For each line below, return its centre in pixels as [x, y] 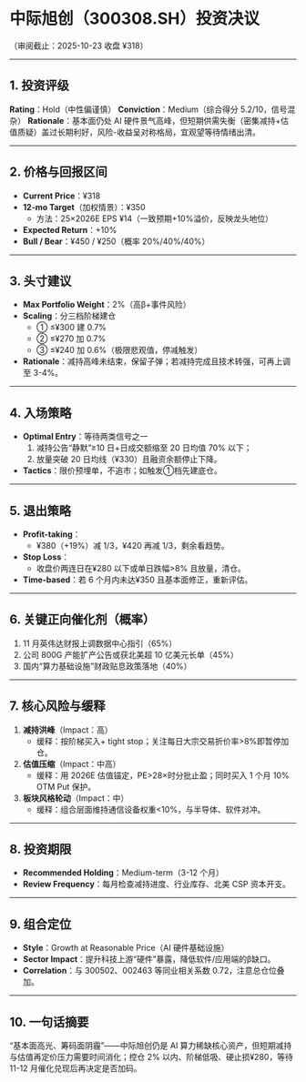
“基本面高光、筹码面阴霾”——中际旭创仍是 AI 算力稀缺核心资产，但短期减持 [151, 1046]
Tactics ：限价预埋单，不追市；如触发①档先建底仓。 [122, 470]
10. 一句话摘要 [49, 1021]
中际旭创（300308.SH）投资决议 [135, 19]
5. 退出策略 [40, 511]
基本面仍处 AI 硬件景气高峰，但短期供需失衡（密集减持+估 [180, 120]
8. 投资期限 [41, 849]
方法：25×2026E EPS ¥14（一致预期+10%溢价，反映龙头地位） [154, 218]
